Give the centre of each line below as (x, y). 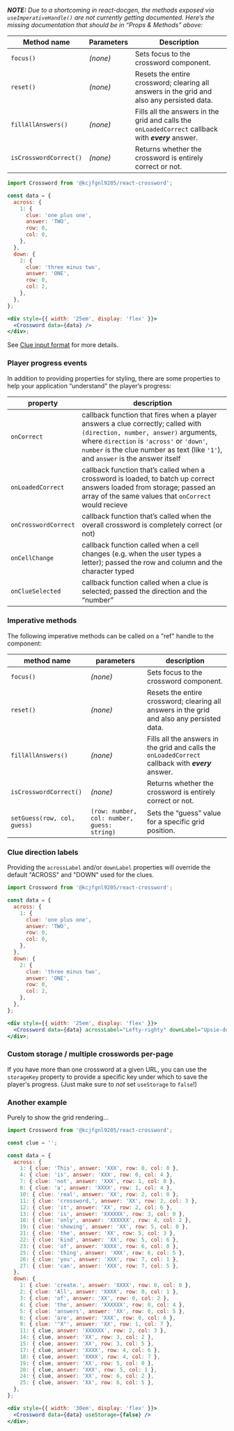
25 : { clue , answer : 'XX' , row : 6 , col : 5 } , (87, 1383)
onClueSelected (36, 591)
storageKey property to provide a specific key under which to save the (108, 1077)
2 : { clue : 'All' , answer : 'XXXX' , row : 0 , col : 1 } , (100, 1292)
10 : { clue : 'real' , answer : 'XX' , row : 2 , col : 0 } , (100, 1194)
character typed (108, 571)
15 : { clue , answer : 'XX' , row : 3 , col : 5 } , (87, 1344)
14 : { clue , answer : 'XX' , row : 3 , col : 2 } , (87, 1337)
